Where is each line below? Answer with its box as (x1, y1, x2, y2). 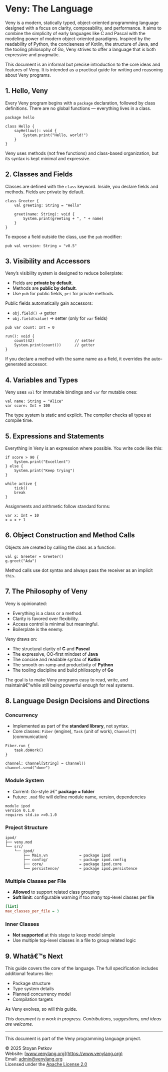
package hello (5, 115, 35, 120)
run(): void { (5, 334, 35, 339)
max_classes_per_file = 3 (5, 909, 59, 914)
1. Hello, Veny (5, 86, 48, 95)
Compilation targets (12, 996, 53, 1002)
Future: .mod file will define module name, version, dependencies (12, 794, 146, 800)
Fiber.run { (5, 744, 30, 749)
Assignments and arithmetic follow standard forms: (5, 503, 110, 509)
